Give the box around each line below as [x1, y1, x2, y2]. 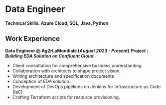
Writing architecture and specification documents [12, 73, 114, 79]
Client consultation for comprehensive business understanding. [12, 62, 143, 68]
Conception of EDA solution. [12, 78, 71, 84]
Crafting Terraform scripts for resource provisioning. [12, 94, 121, 100]
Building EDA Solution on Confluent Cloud [5, 53, 94, 59]
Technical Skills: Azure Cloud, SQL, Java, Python [5, 20, 109, 26]
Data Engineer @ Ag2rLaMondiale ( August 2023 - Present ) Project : [5, 48, 149, 53]
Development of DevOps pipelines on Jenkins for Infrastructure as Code [12, 83, 161, 90]
